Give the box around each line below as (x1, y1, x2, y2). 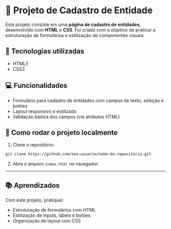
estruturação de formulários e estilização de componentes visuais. (5, 32, 145, 38)
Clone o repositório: (12, 142, 54, 148)
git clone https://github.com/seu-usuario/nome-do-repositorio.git (5, 152, 152, 157)
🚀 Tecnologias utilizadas (5, 47, 84, 55)
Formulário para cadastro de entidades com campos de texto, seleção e (12, 97, 164, 103)
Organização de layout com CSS (12, 218, 81, 224)
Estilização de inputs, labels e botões (12, 212, 91, 218)
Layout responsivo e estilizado (12, 108, 77, 114)
